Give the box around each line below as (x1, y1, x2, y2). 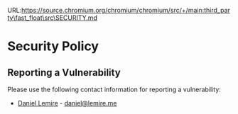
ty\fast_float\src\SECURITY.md (7, 13, 98, 22)
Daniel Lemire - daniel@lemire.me (17, 99, 117, 107)
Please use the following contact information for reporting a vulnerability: (7, 85, 222, 93)
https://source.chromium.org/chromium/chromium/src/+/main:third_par (21, 6, 231, 14)
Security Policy (7, 38, 99, 55)
